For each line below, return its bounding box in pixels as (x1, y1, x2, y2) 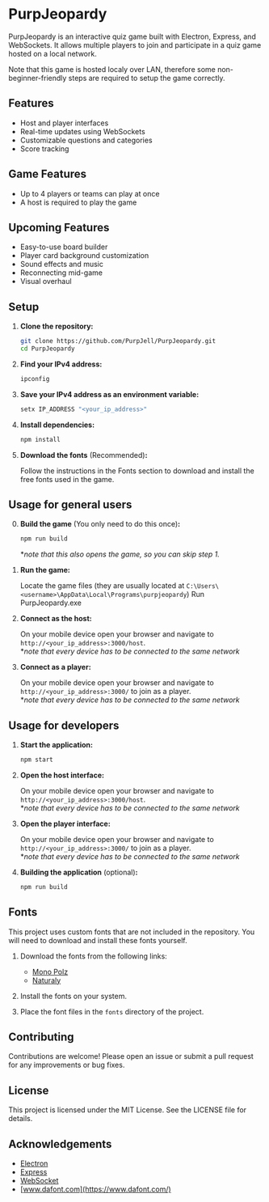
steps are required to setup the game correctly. (68, 73, 225, 83)
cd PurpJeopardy (19, 345, 75, 353)
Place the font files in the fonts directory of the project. (19, 1006, 204, 1016)
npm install (19, 435, 61, 443)
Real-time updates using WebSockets (19, 126, 145, 136)
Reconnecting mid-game (19, 268, 103, 277)
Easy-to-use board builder (19, 242, 108, 252)
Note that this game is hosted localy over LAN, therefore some (8, 64, 216, 74)
